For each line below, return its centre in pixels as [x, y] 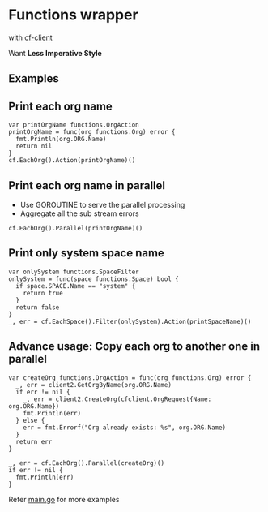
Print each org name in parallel [87, 185]
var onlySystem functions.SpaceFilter [74, 272]
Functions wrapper [74, 15]
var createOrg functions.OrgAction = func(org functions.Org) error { [130, 378]
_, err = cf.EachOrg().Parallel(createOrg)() [86, 463]
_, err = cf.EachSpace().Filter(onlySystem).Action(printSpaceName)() [130, 321]
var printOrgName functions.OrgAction [74, 125]
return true [43, 293]
